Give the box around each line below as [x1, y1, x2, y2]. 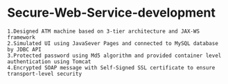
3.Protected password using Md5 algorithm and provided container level [7, 52, 222, 59]
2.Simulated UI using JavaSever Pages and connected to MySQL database [7, 40, 218, 47]
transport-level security [7, 70, 82, 77]
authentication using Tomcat [7, 58, 91, 65]
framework [7, 33, 36, 41]
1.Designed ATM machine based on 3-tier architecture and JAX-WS [7, 28, 200, 35]
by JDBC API [7, 46, 42, 53]
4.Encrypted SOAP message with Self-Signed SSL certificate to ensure [7, 64, 216, 71]
